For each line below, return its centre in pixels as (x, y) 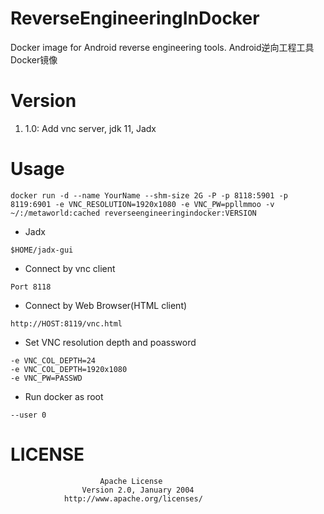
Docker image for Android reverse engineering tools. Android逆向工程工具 (162, 47)
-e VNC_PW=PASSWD (46, 378)
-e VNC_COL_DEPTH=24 (53, 360)
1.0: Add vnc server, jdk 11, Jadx (90, 128)
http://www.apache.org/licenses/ (133, 498)
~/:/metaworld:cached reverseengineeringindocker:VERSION (133, 213)
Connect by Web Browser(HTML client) (106, 305)
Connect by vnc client (70, 268)
